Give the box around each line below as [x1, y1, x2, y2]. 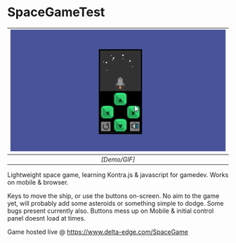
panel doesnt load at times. [7, 214, 86, 223]
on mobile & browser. [7, 178, 69, 187]
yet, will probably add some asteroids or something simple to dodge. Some [7, 199, 224, 208]
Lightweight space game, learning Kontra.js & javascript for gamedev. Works [7, 171, 229, 179]
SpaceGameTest [7, 4, 105, 20]
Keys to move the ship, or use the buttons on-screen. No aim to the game [7, 192, 220, 200]
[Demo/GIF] [100, 155, 136, 164]
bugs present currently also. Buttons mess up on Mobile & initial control [7, 206, 214, 215]
